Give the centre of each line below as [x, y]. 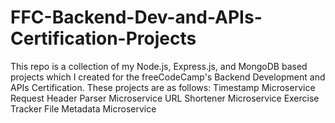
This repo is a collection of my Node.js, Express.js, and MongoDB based [159, 66]
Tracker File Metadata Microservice [83, 108]
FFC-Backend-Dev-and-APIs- [136, 17]
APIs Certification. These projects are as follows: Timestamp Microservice [163, 87]
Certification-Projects [103, 38]
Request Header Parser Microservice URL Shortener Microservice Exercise [165, 98]
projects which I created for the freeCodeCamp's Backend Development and [168, 77]
